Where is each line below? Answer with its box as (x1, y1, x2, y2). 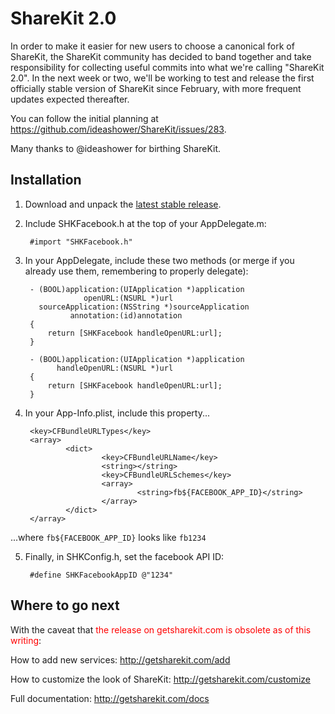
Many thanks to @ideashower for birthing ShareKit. (10, 142, 222, 154)
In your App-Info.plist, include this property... (24, 407, 211, 419)
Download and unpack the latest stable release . (24, 198, 222, 210)
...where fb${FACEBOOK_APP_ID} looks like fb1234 (10, 531, 207, 543)
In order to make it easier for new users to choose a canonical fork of (10, 40, 295, 52)
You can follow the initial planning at (10, 112, 159, 124)
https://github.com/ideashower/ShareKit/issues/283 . (10, 123, 227, 135)
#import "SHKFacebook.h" (29, 237, 133, 247)
